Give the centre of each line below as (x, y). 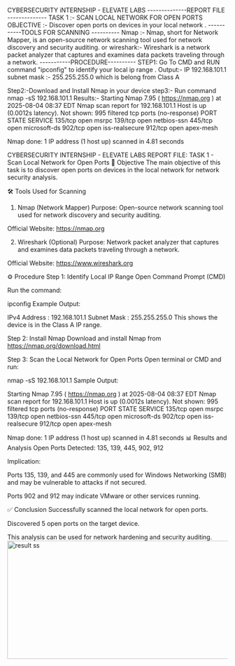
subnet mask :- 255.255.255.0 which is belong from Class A (93, 77)
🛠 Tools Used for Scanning (47, 191)
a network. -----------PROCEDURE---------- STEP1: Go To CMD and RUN (114, 62)
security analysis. (33, 177)
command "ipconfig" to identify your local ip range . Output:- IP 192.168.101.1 (117, 70)
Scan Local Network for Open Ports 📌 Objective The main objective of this (114, 162)
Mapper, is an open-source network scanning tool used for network (105, 40)
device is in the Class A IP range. (55, 325)
